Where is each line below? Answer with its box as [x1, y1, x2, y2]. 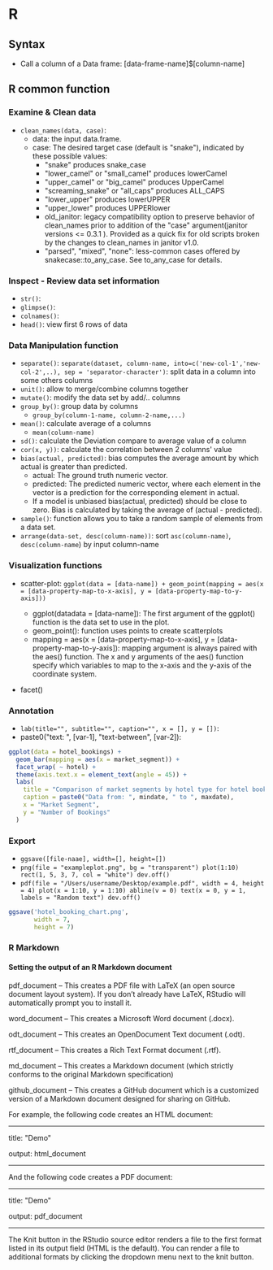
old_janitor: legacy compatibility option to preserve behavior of [44, 211, 255, 221]
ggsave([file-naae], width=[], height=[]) [19, 855, 167, 863]
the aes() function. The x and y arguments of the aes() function [32, 651, 244, 661]
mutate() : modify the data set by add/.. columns [19, 393, 181, 402]
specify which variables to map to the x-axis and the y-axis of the [32, 660, 252, 670]
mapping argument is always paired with [121, 643, 258, 653]
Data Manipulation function [8, 339, 119, 350]
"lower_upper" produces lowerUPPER [44, 194, 171, 204]
